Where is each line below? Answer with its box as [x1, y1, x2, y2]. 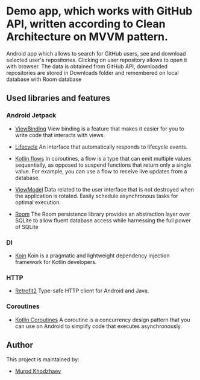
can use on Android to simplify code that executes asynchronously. [14, 322, 183, 330]
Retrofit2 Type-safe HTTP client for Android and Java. [14, 287, 149, 294]
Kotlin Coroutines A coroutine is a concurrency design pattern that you [14, 316, 190, 323]
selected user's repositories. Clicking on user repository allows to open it [6, 56, 188, 63]
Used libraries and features [6, 93, 110, 103]
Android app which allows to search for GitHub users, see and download [6, 50, 186, 57]
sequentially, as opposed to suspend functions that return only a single [14, 161, 192, 169]
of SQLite [14, 223, 39, 230]
